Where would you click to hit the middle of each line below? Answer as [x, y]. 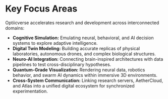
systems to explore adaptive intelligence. [55, 43]
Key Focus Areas [41, 9]
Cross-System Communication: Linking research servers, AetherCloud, [88, 80]
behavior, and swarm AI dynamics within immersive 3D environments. [85, 75]
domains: [15, 28]
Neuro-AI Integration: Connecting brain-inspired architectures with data [88, 59]
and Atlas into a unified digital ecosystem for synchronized [73, 85]
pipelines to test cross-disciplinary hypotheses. [62, 64]
